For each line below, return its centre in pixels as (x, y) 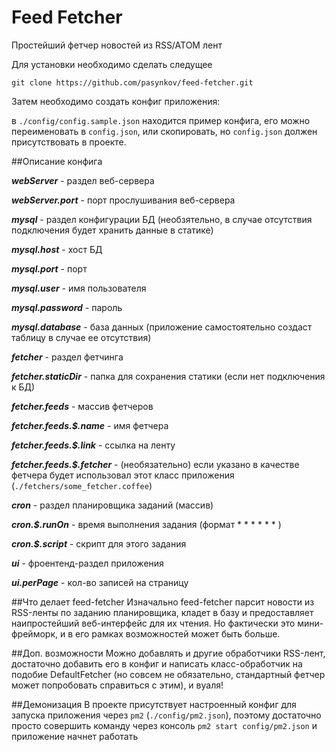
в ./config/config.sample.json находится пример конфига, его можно (161, 120)
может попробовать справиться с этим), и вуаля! (117, 685)
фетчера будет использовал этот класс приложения (123, 475)
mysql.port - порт (49, 268)
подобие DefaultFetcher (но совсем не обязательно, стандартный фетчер (168, 674)
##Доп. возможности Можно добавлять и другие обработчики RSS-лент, (168, 653)
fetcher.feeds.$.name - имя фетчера (90, 425)
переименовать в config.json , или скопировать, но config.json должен (164, 131)
